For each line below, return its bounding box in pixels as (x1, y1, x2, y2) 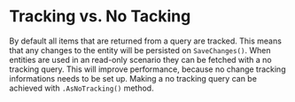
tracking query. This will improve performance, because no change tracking (9, 64, 286, 75)
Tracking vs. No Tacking (9, 6, 191, 27)
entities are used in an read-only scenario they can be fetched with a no (9, 54, 272, 65)
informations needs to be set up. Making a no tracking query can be (9, 73, 257, 83)
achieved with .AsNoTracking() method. (9, 82, 154, 93)
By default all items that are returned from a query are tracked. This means (9, 35, 282, 46)
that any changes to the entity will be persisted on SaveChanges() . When (9, 44, 271, 55)
